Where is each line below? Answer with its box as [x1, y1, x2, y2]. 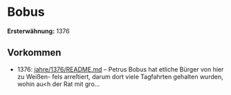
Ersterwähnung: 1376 [7, 27, 71, 35]
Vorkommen [7, 47, 62, 59]
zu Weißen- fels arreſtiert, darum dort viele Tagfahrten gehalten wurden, [17, 72, 223, 81]
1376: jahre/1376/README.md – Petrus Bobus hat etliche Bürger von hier [17, 65, 224, 73]
